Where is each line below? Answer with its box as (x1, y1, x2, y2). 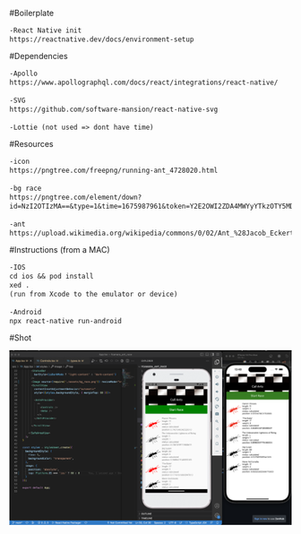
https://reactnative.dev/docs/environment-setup (9, 35, 194, 44)
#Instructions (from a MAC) (9, 245, 110, 254)
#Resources (9, 139, 54, 149)
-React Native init (9, 26, 82, 35)
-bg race (9, 184, 42, 193)
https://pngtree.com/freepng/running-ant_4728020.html (9, 166, 219, 175)
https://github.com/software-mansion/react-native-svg (9, 105, 219, 114)
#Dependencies (9, 51, 69, 61)
